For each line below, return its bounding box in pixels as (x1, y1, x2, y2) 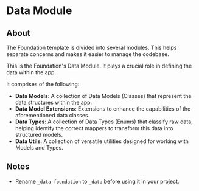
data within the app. (6, 69, 57, 76)
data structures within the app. (15, 99, 93, 106)
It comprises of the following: (6, 80, 80, 88)
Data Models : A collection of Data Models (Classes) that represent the (15, 92, 192, 99)
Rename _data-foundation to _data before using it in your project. (15, 178, 180, 185)
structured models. (15, 131, 63, 138)
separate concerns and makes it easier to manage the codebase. (6, 50, 169, 58)
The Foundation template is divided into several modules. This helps (6, 44, 177, 51)
